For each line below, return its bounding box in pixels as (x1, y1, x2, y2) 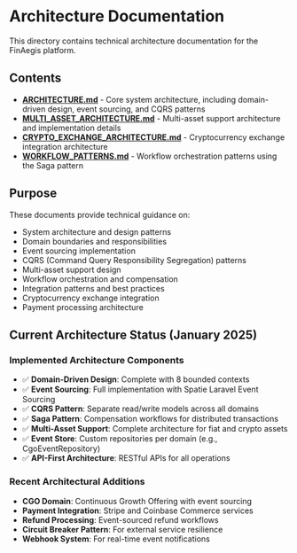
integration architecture (21, 141, 108, 152)
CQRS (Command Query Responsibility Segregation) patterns (21, 254, 246, 265)
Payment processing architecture (21, 301, 144, 312)
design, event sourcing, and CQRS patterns (47, 104, 206, 114)
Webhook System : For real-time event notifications (21, 534, 210, 544)
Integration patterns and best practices (21, 283, 166, 293)
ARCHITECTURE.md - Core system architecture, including (21, 94, 237, 105)
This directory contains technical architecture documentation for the (9, 35, 259, 46)
